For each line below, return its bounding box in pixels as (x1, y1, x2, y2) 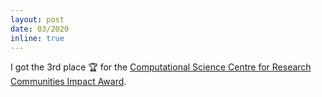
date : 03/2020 (10, 24, 70, 34)
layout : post (10, 14, 65, 25)
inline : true (10, 33, 65, 43)
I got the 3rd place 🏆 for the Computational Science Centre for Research (10, 61, 312, 73)
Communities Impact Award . (10, 76, 127, 88)
